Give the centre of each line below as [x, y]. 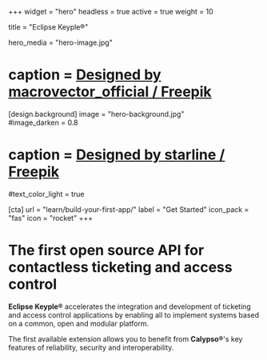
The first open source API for [106, 250]
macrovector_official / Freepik [110, 92]
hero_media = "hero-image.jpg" [61, 42]
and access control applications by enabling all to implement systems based [134, 314]
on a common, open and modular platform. [79, 323]
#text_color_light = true [46, 194]
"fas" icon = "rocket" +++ [51, 218]
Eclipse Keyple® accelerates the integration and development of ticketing [130, 306]
